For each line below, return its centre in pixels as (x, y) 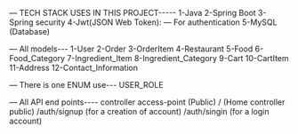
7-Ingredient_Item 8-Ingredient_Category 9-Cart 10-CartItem (177, 58)
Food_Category (37, 58)
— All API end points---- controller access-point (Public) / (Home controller (147, 102)
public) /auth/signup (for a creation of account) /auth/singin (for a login (139, 111)
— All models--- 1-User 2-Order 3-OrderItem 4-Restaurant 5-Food (131, 49)
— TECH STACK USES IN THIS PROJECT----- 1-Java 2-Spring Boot (133, 13)
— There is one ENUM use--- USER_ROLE (86, 85)
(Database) (30, 32)
